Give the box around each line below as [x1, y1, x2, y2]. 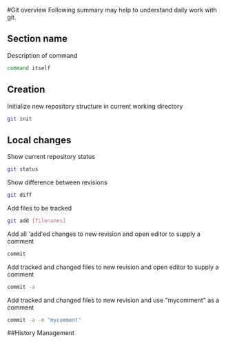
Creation [7, 84, 45, 96]
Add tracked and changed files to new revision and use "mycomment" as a [7, 296, 220, 304]
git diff [7, 192, 32, 199]
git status [7, 166, 39, 173]
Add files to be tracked [7, 204, 72, 212]
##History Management [7, 329, 74, 337]
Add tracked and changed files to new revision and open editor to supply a [7, 263, 219, 271]
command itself [7, 65, 51, 72]
